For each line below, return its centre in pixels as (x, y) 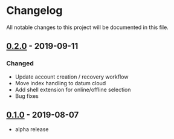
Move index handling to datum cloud (60, 83)
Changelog (34, 11)
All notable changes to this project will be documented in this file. (88, 27)
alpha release (32, 129)
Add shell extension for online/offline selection (73, 89)
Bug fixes (27, 96)
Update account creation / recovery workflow (72, 77)
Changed (20, 63)
